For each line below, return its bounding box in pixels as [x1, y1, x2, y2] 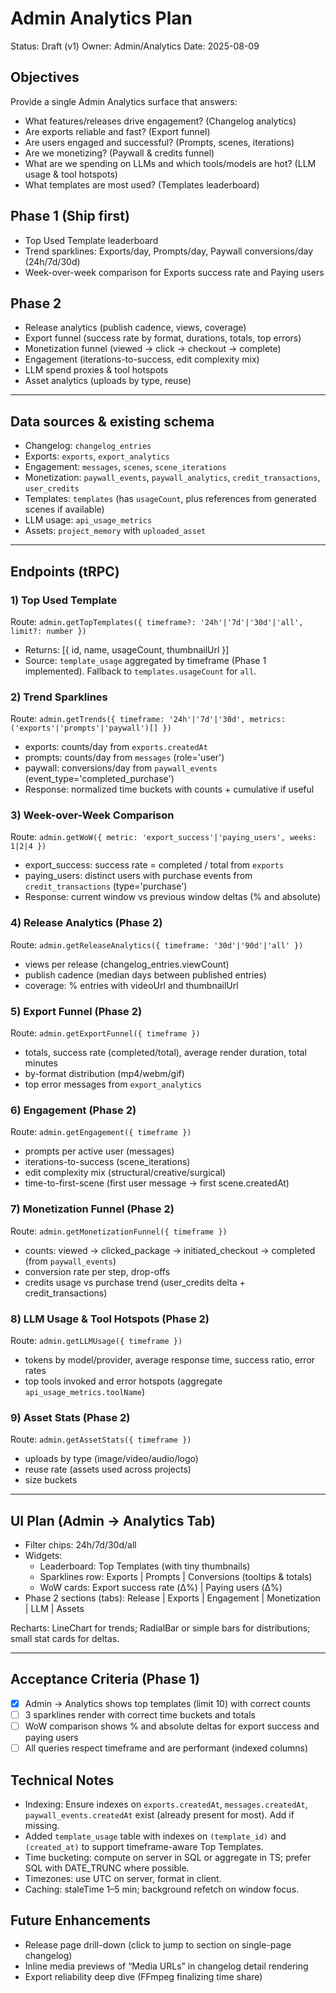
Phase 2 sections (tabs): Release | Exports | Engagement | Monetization [24, 1592, 321, 1604]
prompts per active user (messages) [24, 1145, 175, 1157]
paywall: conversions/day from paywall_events [24, 762, 218, 774]
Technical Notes [10, 1772, 115, 1789]
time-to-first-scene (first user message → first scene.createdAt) [24, 1177, 290, 1189]
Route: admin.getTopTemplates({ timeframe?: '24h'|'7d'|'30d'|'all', [10, 615, 304, 627]
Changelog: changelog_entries [24, 440, 152, 452]
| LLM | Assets [24, 1603, 85, 1615]
